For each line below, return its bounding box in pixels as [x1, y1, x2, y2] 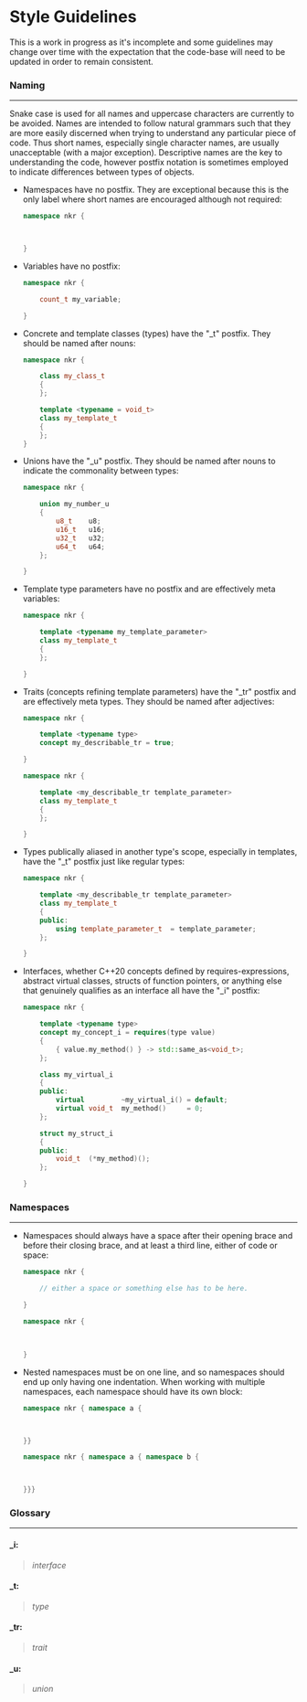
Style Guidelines [9, 6, 137, 27]
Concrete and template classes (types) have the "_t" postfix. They [22, 327, 271, 339]
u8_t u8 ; [56, 516, 101, 527]
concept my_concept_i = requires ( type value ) [39, 1028, 217, 1037]
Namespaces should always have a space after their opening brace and [22, 1230, 293, 1241]
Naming [9, 79, 46, 91]
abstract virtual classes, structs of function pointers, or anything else [22, 975, 282, 986]
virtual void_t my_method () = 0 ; [56, 1104, 204, 1113]
